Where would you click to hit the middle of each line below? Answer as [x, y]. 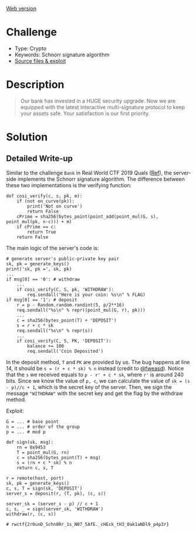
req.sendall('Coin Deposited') [65, 351]
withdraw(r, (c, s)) [31, 514]
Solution [27, 137]
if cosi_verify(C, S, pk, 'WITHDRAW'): [65, 289]
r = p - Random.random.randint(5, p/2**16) [71, 305]
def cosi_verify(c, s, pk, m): [44, 196]
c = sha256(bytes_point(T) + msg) [59, 457]
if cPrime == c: [37, 227]
